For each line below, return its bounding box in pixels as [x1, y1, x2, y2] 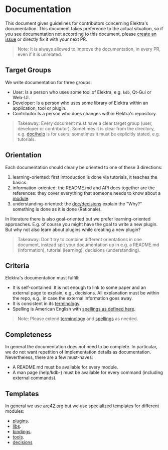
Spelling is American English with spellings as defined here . [12, 306, 136, 312]
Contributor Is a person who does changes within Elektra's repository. [12, 110, 157, 116]
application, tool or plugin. [12, 105, 67, 111]
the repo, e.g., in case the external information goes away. [12, 295, 133, 302]
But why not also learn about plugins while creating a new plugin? [5, 227, 141, 233]
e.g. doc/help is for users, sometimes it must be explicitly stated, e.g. [17, 131, 160, 137]
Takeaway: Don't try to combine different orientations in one [17, 236, 142, 242]
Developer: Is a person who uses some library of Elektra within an [12, 100, 148, 106]
